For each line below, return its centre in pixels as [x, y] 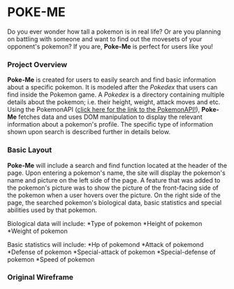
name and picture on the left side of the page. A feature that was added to [114, 180]
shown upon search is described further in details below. [89, 132]
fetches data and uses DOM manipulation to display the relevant [110, 117]
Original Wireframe [41, 277]
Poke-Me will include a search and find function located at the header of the [117, 165]
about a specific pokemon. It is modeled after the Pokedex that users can [112, 87]
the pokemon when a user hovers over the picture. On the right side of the [114, 195]
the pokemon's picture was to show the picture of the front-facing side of [113, 188]
